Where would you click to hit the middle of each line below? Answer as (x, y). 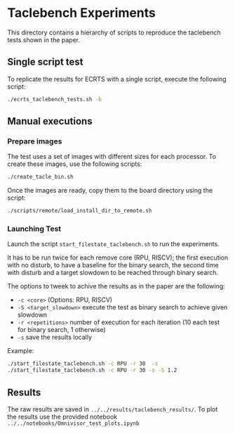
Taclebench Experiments (82, 13)
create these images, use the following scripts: (75, 164)
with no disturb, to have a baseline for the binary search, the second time (113, 265)
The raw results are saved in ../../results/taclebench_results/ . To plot (113, 409)
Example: (21, 351)
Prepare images (35, 141)
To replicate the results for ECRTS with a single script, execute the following (117, 79)
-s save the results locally (55, 337)
